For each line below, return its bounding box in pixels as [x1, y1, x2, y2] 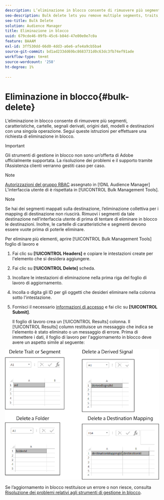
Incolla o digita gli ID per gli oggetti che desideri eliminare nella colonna [12, 290, 156, 295]
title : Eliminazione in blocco [5, 28, 69, 34]
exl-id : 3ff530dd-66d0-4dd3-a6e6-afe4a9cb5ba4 [5, 44, 102, 49]
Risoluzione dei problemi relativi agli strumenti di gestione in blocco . [5, 490, 142, 496]
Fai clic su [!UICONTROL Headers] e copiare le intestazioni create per [12, 250, 153, 256]
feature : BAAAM [5, 39, 36, 44]
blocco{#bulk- [70, 91, 129, 103]
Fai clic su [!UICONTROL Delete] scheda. [12, 265, 96, 271]
